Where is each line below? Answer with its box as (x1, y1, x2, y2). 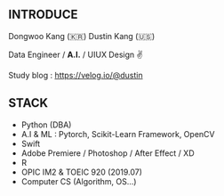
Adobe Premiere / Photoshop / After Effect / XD (20, 147, 195, 159)
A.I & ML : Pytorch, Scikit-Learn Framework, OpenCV (20, 128, 215, 139)
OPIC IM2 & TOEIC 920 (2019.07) (20, 167, 143, 177)
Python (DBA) (20, 119, 72, 130)
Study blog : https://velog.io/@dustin (8, 69, 143, 80)
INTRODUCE (8, 7, 78, 22)
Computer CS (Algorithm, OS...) (20, 176, 137, 186)
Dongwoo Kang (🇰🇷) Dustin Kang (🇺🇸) (8, 30, 156, 41)
